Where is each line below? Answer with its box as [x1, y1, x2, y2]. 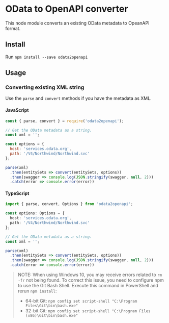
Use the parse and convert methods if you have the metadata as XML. [5, 95, 152, 102]
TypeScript [5, 190, 30, 196]
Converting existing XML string [5, 84, 84, 91]
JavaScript [5, 107, 29, 113]
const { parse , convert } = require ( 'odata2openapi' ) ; [5, 118, 124, 123]
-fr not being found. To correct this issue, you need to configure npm [17, 277, 164, 283]
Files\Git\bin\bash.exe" [25, 303, 78, 309]
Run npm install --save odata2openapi [5, 54, 88, 60]
